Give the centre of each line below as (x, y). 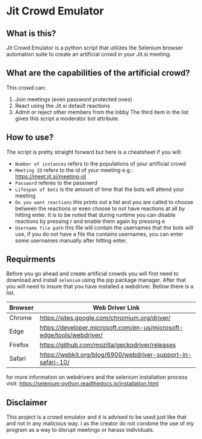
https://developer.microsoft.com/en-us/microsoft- (111, 328)
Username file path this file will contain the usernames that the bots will (104, 228)
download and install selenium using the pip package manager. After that (96, 280)
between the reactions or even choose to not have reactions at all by (100, 208)
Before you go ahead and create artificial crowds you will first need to (93, 274)
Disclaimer (27, 403)
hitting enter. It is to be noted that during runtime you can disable (95, 214)
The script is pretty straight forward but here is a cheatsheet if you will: (94, 152)
